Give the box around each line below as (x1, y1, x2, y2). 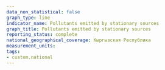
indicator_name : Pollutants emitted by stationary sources (6, 20, 160, 26)
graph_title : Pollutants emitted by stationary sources (6, 26, 151, 32)
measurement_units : (6, 43, 56, 49)
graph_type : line (6, 15, 51, 21)
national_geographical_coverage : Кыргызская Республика (6, 37, 151, 43)
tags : (6, 49, 20, 55)
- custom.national (6, 54, 53, 60)
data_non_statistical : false (6, 9, 80, 15)
